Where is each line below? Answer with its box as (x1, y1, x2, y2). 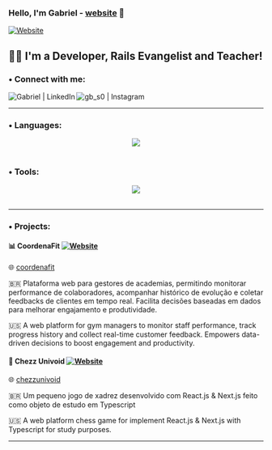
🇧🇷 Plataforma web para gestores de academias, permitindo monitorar (8, 278, 247, 288)
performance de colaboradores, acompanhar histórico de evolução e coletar (8, 287, 264, 297)
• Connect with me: (8, 73, 86, 84)
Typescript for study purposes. (8, 424, 112, 434)
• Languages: (8, 119, 62, 130)
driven (8, 337, 30, 347)
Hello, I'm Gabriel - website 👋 (8, 7, 125, 19)
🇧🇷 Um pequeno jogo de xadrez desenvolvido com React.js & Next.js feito (8, 390, 258, 400)
